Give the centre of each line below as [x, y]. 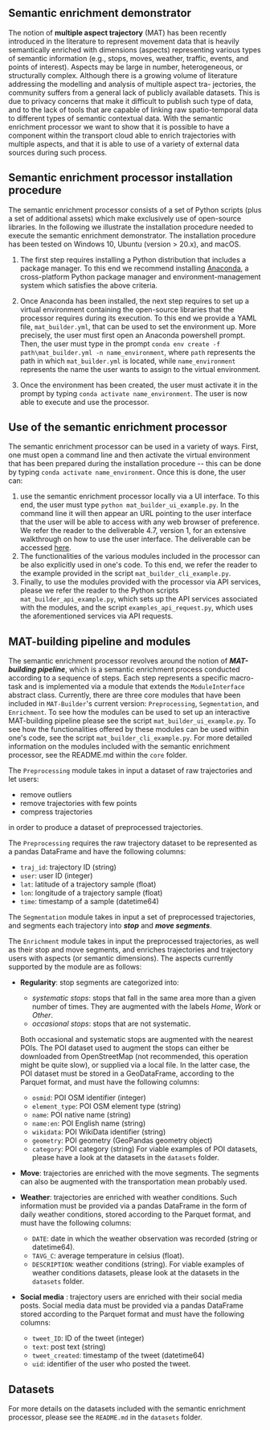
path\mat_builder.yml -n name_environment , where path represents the [137, 352]
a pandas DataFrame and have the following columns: [97, 852]
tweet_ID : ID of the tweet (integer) [88, 1338]
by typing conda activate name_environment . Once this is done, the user [127, 472]
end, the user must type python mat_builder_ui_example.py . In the [129, 505]
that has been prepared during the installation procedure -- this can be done [135, 464]
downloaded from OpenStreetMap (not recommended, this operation [134, 1056]
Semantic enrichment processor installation [121, 178]
